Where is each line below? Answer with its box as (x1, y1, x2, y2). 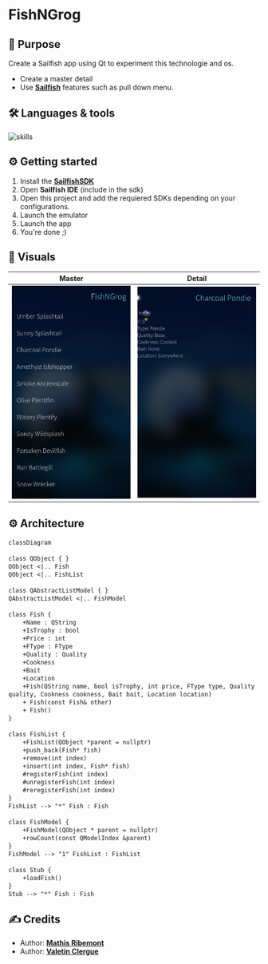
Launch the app (19, 218, 72, 228)
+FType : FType (22, 642, 73, 650)
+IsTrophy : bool (22, 626, 81, 634)
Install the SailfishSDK (19, 176, 94, 185)
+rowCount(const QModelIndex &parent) (22, 834, 152, 842)
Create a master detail (19, 74, 93, 83)
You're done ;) (19, 227, 67, 236)
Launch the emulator (19, 210, 89, 220)
